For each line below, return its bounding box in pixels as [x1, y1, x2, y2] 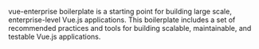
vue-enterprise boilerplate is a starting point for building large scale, [8, 7, 233, 16]
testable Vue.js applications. [8, 32, 101, 41]
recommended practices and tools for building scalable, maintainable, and [8, 24, 252, 32]
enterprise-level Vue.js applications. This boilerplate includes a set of [8, 15, 236, 24]
